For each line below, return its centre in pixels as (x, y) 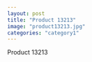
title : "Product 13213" (42, 20)
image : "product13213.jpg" (46, 26)
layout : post (26, 13)
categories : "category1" (43, 33)
